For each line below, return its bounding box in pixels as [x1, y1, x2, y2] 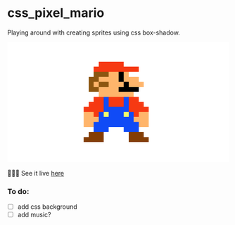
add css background [17, 202, 77, 211]
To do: [7, 186, 30, 196]
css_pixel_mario [7, 5, 105, 21]
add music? [17, 210, 51, 219]
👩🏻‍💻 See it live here [7, 169, 65, 177]
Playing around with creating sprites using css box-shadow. [7, 28, 181, 37]
